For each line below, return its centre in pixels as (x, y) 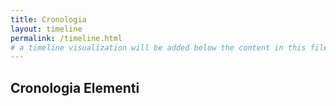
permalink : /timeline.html (66, 38)
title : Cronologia (48, 19)
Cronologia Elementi (75, 87)
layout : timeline (46, 29)
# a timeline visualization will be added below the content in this (158, 47)
